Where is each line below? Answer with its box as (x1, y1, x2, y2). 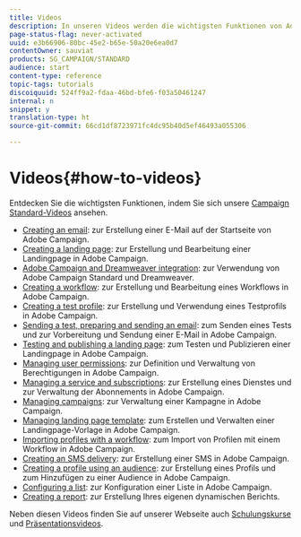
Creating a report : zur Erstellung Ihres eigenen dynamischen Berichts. (21, 490, 280, 502)
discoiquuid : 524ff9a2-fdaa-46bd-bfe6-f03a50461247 (9, 88, 206, 97)
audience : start (9, 64, 70, 73)
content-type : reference (9, 72, 102, 81)
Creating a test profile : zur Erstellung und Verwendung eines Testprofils (21, 300, 287, 311)
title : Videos (9, 13, 63, 22)
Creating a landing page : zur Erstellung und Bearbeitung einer (21, 243, 252, 254)
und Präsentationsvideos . (9, 517, 104, 529)
